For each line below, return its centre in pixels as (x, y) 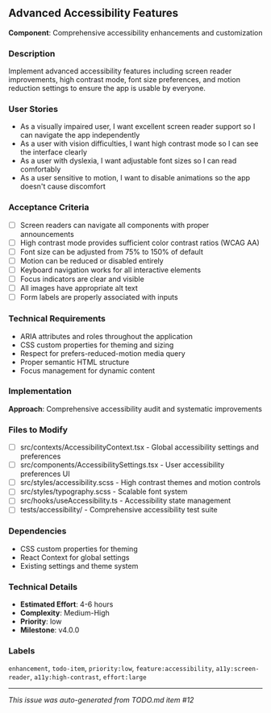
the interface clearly (53, 152)
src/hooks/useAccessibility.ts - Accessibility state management (125, 501)
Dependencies (38, 531)
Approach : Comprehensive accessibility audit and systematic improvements (135, 408)
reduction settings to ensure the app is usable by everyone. (107, 89)
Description (32, 53)
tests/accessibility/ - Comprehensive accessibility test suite (119, 510)
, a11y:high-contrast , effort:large (88, 677)
